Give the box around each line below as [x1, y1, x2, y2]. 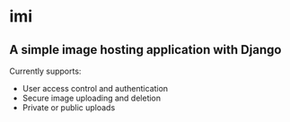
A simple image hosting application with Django [9, 42, 282, 57]
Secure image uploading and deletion [22, 92, 162, 103]
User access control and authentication [22, 83, 169, 93]
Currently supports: [9, 65, 82, 76]
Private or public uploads [22, 102, 116, 113]
